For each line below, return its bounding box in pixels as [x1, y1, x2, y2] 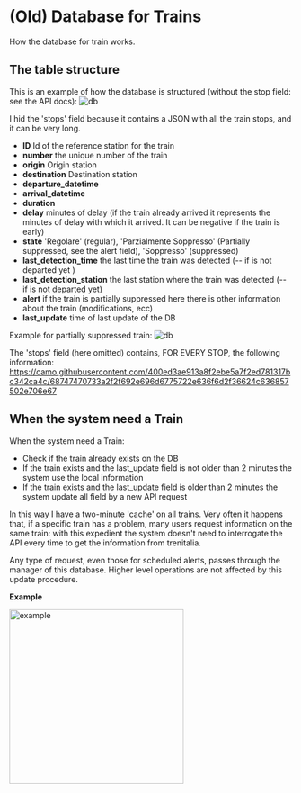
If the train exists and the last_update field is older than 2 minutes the [22, 482, 279, 492]
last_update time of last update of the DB [22, 312, 176, 323]
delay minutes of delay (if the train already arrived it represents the [22, 207, 271, 218]
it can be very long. [9, 122, 81, 133]
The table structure [9, 62, 120, 77]
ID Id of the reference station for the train [22, 140, 175, 150]
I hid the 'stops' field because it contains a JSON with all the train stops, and [9, 113, 292, 123]
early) [22, 226, 45, 237]
